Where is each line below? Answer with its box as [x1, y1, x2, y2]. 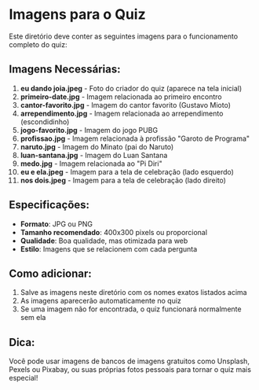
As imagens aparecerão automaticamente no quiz [20, 296, 181, 306]
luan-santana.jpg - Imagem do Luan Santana [20, 150, 168, 160]
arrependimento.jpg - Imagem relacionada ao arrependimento [20, 109, 224, 118]
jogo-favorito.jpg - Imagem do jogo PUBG [20, 125, 159, 134]
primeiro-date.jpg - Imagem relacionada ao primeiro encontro [20, 92, 222, 101]
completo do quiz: [9, 39, 67, 49]
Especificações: [9, 198, 89, 212]
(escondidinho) [20, 116, 70, 127]
